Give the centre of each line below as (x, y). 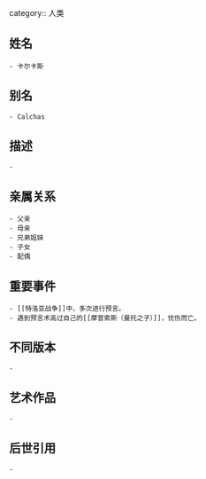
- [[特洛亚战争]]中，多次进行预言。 (67, 309)
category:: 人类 (37, 13)
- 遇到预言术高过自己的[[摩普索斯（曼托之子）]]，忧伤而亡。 (105, 318)
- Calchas (27, 117)
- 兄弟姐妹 (27, 238)
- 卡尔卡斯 (27, 66)
